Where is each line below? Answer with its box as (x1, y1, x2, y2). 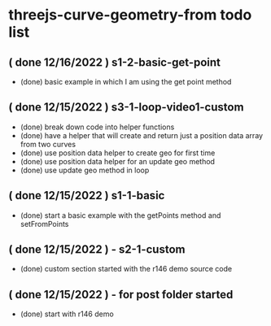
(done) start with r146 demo (20, 309, 114, 319)
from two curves (20, 139, 76, 149)
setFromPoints (20, 219, 69, 228)
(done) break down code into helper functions (20, 122, 175, 132)
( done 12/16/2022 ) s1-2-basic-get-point (8, 55, 221, 69)
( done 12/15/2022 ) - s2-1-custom (8, 242, 186, 257)
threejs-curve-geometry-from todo (8, 6, 252, 24)
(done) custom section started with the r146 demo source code (20, 264, 233, 274)
